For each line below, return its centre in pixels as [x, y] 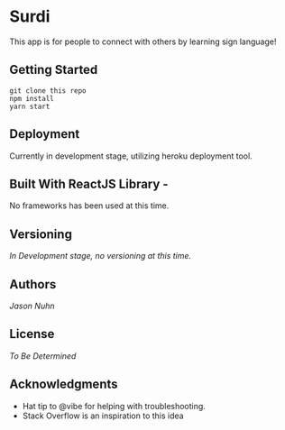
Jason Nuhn [32, 306]
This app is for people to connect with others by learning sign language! [143, 41]
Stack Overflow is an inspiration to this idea [103, 416]
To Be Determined [43, 356]
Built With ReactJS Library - [89, 183]
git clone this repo [48, 91]
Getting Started [54, 70]
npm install [32, 98]
